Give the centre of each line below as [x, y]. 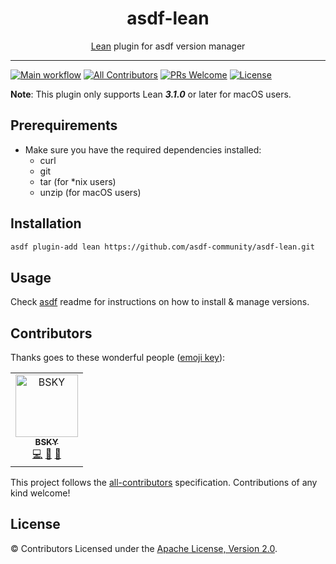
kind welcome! [40, 493]
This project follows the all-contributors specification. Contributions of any [164, 483]
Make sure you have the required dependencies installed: [143, 149]
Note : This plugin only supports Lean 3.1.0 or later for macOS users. [151, 94]
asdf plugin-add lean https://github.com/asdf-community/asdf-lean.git [162, 247]
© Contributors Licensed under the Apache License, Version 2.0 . [144, 548]
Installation [46, 223]
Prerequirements [64, 125]
